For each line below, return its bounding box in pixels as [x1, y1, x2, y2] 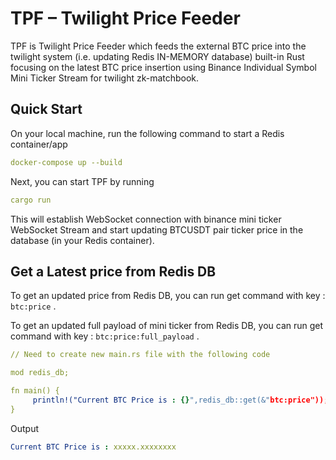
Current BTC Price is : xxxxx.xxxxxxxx [10, 442, 177, 452]
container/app [10, 138, 68, 150]
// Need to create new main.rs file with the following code [10, 350, 271, 360]
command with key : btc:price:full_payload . [10, 330, 200, 342]
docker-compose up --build [10, 157, 123, 167]
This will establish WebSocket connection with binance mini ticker [10, 213, 282, 225]
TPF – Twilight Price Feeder [10, 7, 241, 30]
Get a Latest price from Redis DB [10, 263, 217, 280]
